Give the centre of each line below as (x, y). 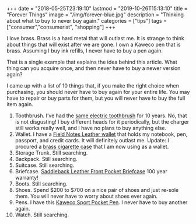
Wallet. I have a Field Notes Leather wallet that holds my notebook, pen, (101, 134)
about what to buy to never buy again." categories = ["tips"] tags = (87, 21)
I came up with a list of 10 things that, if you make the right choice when (93, 86)
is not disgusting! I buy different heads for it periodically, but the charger (102, 122)
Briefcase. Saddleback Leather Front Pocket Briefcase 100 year (91, 171)
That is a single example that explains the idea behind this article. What (92, 62)
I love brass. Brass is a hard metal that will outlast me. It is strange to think (95, 38)
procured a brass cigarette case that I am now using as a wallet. (92, 146)
